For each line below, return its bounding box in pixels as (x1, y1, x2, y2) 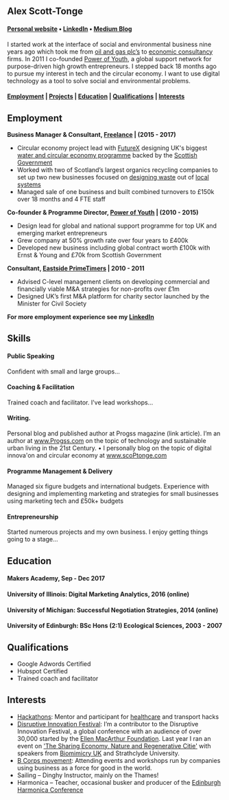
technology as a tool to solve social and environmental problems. (7, 76, 191, 85)
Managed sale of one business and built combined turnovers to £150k (16, 188, 215, 195)
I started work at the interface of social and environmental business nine (7, 40, 212, 48)
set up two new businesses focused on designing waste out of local (16, 173, 209, 181)
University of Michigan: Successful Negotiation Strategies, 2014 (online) (7, 605, 219, 614)
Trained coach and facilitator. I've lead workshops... (7, 398, 154, 407)
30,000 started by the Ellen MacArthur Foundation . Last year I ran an (16, 734, 211, 742)
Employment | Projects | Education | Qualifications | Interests (7, 92, 185, 100)
